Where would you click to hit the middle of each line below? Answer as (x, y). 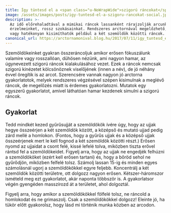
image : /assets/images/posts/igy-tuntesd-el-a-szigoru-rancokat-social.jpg (87, 15)
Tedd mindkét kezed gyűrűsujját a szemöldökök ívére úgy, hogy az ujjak (81, 124)
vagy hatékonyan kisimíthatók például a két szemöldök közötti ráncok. (88, 34)
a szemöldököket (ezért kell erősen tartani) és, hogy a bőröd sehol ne (78, 157)
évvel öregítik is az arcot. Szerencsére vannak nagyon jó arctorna (74, 74)
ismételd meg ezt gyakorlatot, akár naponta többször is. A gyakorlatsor (80, 178)
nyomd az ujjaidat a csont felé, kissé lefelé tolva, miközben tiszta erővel (80, 146)
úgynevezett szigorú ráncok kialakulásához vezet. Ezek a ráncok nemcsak (83, 64)
